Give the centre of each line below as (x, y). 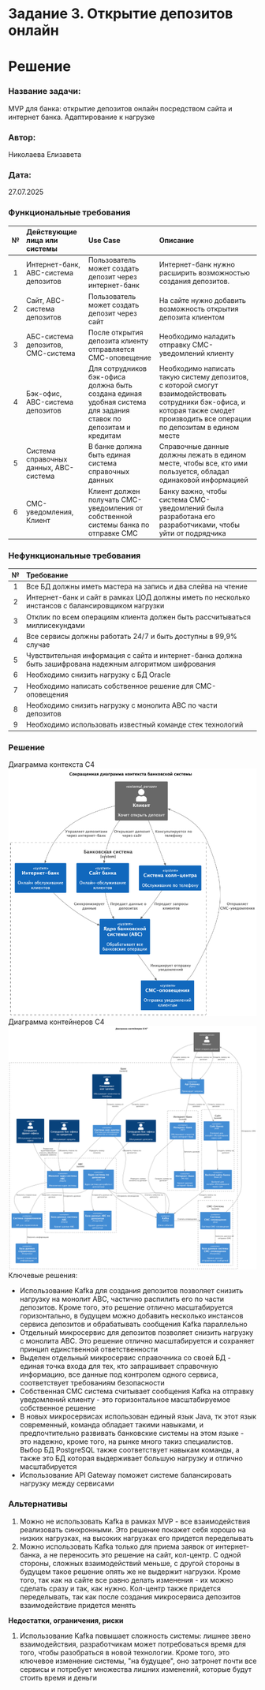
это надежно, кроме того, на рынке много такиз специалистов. (127, 1441)
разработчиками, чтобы (200, 525)
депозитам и (109, 428)
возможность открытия (199, 309)
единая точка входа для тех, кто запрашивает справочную (119, 1367)
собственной (110, 516)
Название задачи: (45, 92)
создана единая (115, 394)
